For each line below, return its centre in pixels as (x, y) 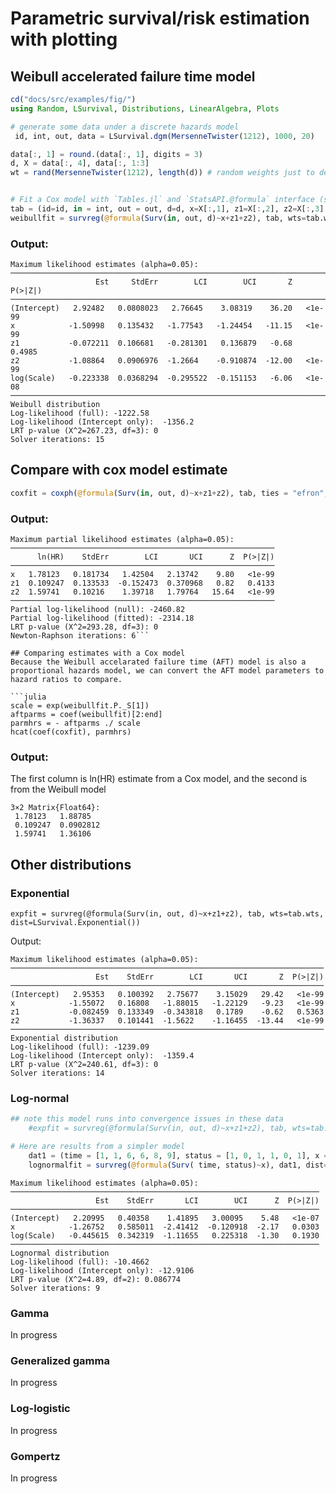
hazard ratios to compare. (66, 680)
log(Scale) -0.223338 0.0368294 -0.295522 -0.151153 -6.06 (151, 378)
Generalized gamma (60, 1360)
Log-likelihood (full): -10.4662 (80, 1262)
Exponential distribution (64, 1038)
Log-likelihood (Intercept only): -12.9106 (102, 1270)
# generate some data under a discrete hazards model (125, 127)
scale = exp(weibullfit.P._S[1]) (80, 706)
